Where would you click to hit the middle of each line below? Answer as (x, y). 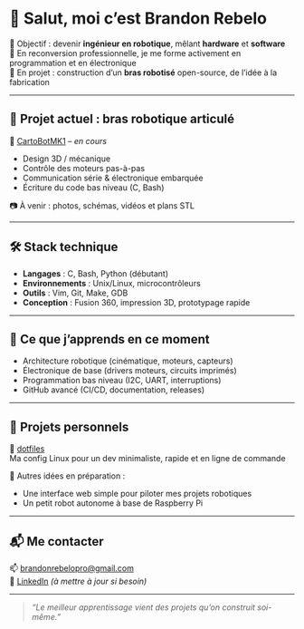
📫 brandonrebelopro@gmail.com (71, 568)
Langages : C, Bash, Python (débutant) (95, 273)
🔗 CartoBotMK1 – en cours (58, 140)
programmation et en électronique (73, 63)
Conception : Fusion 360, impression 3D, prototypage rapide (136, 302)
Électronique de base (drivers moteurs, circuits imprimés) (129, 371)
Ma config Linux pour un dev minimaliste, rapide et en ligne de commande (148, 459)
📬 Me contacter (57, 542)
